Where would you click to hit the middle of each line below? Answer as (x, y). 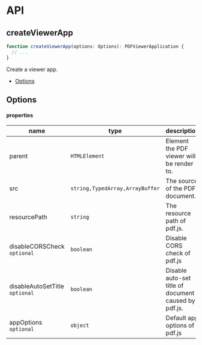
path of (176, 221)
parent (19, 156)
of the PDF (181, 188)
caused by (180, 300)
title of (175, 285)
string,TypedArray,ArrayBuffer (115, 188)
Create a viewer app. (32, 69)
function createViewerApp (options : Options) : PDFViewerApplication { (95, 46)
